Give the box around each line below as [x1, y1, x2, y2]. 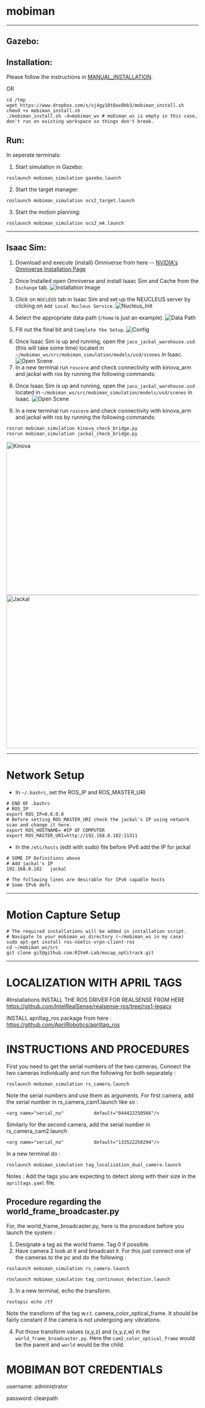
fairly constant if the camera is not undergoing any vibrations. [6, 1316, 162, 1323]
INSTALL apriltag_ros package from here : [6, 1014, 112, 1022]
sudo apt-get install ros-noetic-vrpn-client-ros [6, 939, 135, 945]
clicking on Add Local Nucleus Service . [15, 302, 115, 309]
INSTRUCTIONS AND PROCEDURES [6, 1042, 190, 1056]
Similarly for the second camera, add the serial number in [6, 1121, 151, 1128]
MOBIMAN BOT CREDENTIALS [6, 1363, 163, 1376]
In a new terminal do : [6, 1150, 61, 1157]
